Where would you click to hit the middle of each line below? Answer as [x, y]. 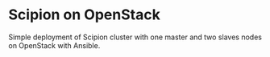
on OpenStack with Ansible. [54, 45]
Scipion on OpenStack [85, 15]
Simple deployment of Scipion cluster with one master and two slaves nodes [135, 37]
